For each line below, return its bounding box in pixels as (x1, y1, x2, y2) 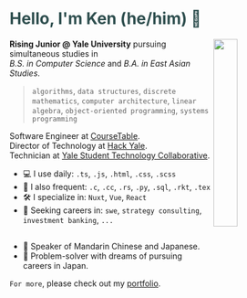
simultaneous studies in (9, 48, 98, 59)
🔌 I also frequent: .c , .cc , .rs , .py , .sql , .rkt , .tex (22, 181, 211, 192)
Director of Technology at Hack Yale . (9, 140, 148, 151)
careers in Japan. (22, 261, 89, 271)
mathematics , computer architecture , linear (31, 95, 197, 106)
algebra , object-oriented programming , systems (31, 104, 210, 115)
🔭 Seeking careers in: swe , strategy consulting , (22, 205, 202, 216)
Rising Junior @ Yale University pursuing (9, 38, 167, 49)
